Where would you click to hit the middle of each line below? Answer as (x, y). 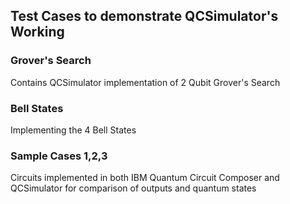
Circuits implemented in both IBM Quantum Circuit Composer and (145, 178)
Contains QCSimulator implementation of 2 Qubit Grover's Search (145, 82)
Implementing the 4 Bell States (73, 130)
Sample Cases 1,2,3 (59, 156)
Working (37, 32)
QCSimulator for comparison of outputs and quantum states (133, 188)
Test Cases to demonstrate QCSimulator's (144, 16)
